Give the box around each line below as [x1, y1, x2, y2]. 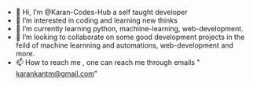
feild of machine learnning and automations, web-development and [15, 41, 234, 50]
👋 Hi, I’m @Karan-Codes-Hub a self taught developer [15, 8, 189, 16]
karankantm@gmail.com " [15, 69, 98, 78]
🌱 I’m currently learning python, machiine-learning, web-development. [15, 24, 244, 33]
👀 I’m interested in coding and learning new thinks [15, 16, 178, 25]
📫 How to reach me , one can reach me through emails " [15, 58, 200, 66]
